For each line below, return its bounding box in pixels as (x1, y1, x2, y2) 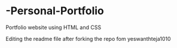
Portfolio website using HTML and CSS (5, 24, 102, 31)
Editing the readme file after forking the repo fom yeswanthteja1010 (5, 35, 171, 42)
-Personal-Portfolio (5, 4, 104, 18)
